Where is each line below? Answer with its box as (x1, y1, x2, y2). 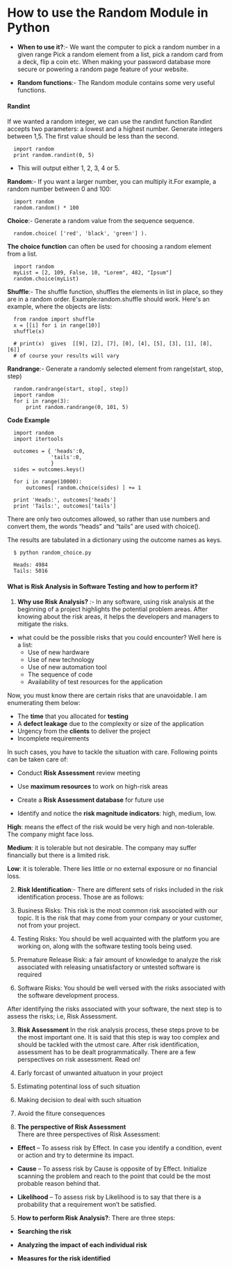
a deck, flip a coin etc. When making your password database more (17, 57, 211, 65)
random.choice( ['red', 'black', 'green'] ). (13, 230, 148, 238)
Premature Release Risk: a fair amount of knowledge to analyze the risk (17, 956, 222, 964)
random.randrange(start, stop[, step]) (13, 385, 129, 393)
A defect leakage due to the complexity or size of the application (17, 720, 204, 728)
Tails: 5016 (13, 568, 49, 575)
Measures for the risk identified (17, 1254, 111, 1262)
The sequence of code (27, 670, 93, 679)
